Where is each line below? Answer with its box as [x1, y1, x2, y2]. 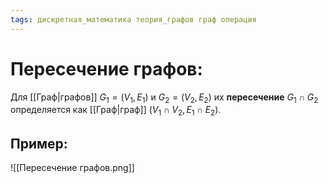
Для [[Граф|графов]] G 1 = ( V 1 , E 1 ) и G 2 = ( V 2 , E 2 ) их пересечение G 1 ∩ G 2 [10, 91, 319, 105]
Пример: [10, 135, 68, 152]
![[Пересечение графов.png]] [10, 161, 135, 173]
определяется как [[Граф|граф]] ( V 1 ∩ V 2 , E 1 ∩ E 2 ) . [10, 104, 222, 118]
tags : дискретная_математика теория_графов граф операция [10, 14, 257, 25]
